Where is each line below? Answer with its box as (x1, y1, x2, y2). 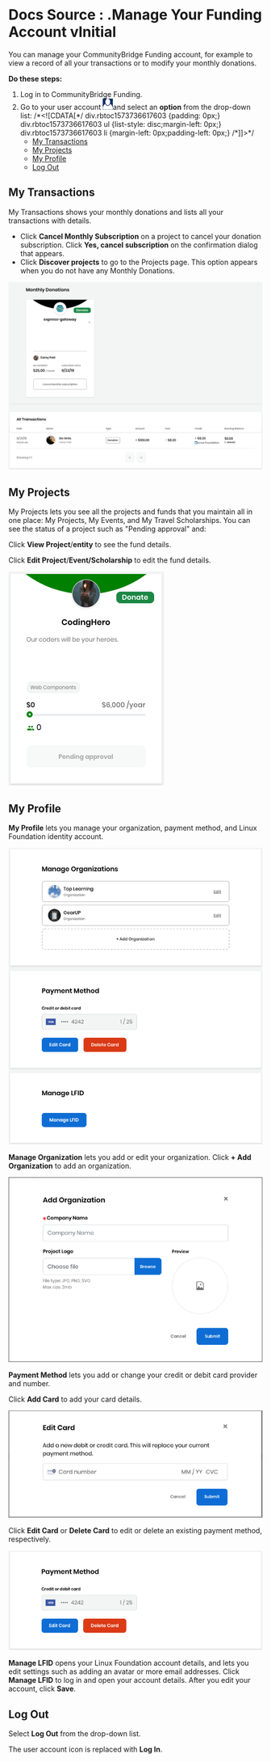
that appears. (19, 248, 65, 258)
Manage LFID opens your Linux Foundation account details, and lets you (8, 1659, 249, 1668)
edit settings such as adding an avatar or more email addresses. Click (8, 1667, 240, 1676)
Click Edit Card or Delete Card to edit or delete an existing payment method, (8, 1525, 262, 1535)
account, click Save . (8, 1684, 77, 1694)
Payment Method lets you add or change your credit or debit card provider (8, 1370, 258, 1380)
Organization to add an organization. (8, 1161, 131, 1171)
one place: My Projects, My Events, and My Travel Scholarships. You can (8, 516, 251, 525)
